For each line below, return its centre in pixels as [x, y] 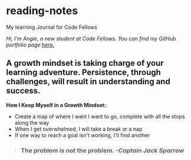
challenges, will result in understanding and [88, 81]
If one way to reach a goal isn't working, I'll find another [82, 135]
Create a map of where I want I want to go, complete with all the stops [100, 116]
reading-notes [42, 11]
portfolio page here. [30, 45]
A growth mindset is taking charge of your [85, 63]
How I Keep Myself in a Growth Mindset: [56, 105]
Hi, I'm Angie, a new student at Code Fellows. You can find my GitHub [91, 38]
